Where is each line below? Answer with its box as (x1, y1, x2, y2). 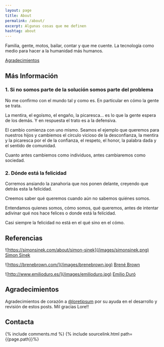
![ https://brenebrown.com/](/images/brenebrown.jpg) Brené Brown (5, 262, 141, 267)
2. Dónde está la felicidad (5, 169, 67, 176)
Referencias (5, 234, 43, 242)
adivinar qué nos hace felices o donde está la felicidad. (5, 210, 117, 216)
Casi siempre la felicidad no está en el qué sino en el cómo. (5, 220, 125, 226)
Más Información (5, 72, 58, 80)
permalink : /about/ (5, 18, 45, 23)
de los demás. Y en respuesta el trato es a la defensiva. (5, 117, 117, 123)
